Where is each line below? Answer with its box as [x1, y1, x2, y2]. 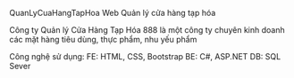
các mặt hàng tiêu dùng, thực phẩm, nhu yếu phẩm [9, 35, 197, 44]
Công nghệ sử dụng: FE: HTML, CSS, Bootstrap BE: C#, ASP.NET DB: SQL [9, 51, 281, 61]
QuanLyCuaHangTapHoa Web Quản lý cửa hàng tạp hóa [9, 8, 216, 18]
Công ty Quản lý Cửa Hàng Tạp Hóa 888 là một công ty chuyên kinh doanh [9, 25, 286, 35]
